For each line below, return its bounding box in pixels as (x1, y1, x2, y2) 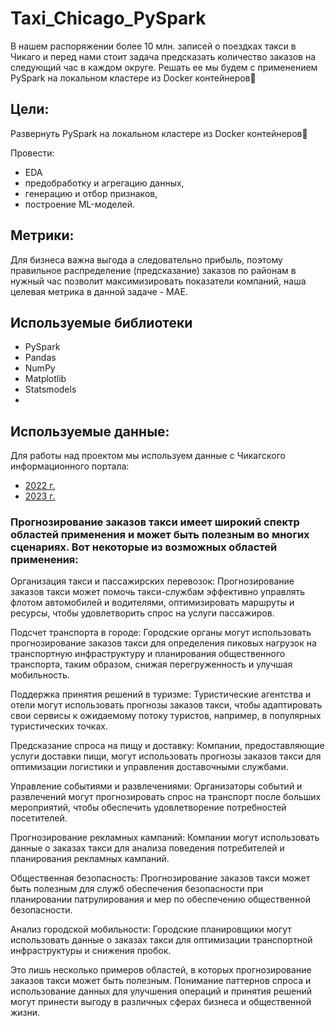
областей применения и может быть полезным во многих (10, 528, 310, 542)
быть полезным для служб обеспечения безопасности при (10, 883, 263, 895)
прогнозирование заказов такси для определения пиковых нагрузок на (10, 637, 317, 649)
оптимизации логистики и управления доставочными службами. (10, 761, 289, 773)
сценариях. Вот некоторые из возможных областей (10, 540, 278, 554)
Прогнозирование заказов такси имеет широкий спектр (10, 515, 300, 529)
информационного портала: (10, 460, 130, 472)
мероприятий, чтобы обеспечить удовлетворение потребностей (10, 802, 287, 814)
